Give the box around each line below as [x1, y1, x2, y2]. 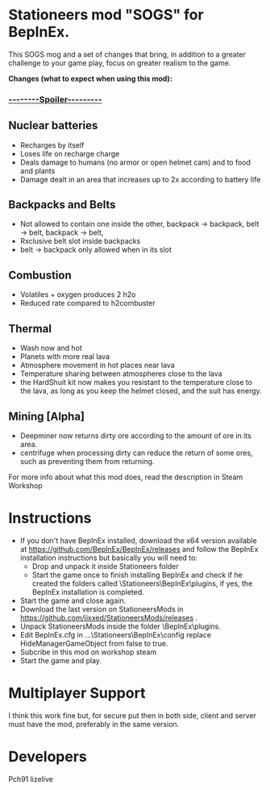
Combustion [8, 268, 72, 282]
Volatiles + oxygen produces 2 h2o [19, 290, 136, 299]
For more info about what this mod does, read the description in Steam [8, 472, 243, 482]
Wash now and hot [19, 343, 83, 353]
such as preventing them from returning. [19, 456, 155, 466]
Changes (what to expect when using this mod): [8, 73, 173, 83]
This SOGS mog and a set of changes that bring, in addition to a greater [8, 49, 247, 59]
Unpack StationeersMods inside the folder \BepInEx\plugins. [19, 621, 222, 631]
